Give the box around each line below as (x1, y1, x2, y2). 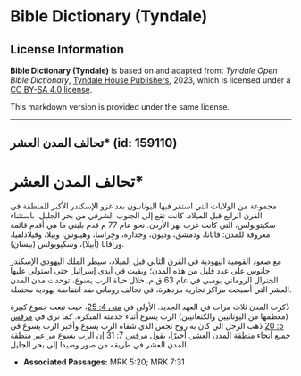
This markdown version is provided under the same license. (10, 102, 230, 112)
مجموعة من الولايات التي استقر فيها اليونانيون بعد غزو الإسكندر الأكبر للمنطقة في (10, 200, 278, 211)
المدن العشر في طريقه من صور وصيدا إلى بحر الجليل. (10, 339, 189, 350)
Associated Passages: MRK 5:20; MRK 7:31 (22, 356, 186, 367)
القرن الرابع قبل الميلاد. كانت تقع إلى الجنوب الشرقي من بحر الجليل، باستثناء (10, 210, 263, 221)
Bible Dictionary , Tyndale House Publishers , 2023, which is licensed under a (10, 75, 291, 86)
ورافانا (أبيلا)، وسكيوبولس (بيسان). (10, 239, 124, 249)
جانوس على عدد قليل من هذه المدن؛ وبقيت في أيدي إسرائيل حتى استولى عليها (10, 266, 271, 276)
